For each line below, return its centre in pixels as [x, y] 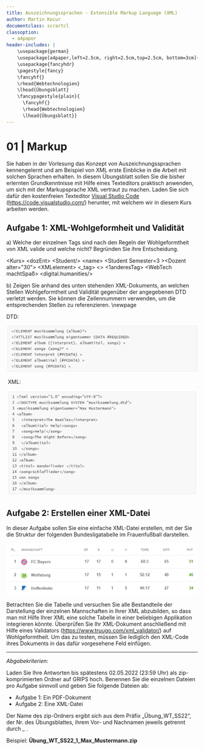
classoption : [23, 32]
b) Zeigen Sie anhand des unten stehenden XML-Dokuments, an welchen [98, 286]
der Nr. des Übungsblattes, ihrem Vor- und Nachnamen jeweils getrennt [96, 723]
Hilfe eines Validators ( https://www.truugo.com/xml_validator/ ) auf [89, 631]
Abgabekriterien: [27, 661]
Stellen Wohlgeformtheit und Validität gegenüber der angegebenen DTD [96, 292]
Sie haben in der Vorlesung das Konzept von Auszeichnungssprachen [93, 163]
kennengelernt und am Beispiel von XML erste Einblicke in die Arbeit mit [96, 170]
